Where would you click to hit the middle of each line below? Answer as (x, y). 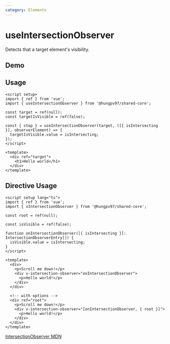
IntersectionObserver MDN (34, 336)
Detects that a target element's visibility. (47, 49)
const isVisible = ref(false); (38, 224)
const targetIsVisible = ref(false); (45, 117)
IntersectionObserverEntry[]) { (39, 237)
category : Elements (26, 10)
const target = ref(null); (34, 112)
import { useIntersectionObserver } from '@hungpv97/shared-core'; (78, 103)
